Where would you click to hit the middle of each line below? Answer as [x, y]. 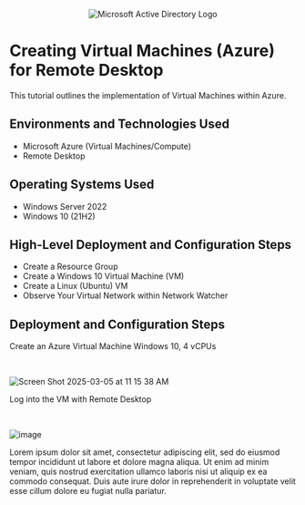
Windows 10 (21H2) [59, 216]
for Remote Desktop [86, 71]
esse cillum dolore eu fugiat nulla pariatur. [88, 491]
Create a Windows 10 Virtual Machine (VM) [103, 276]
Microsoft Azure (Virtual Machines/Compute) [107, 146]
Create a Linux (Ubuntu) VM [75, 286]
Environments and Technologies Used [120, 124]
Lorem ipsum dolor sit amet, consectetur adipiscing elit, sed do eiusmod [145, 452]
